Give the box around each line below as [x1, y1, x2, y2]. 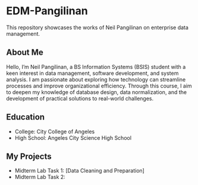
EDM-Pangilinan [6, 4, 88, 18]
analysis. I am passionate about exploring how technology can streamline [6, 76, 186, 83]
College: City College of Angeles [14, 128, 95, 135]
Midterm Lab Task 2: [14, 174, 65, 181]
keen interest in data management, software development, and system [6, 70, 179, 77]
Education [6, 112, 45, 123]
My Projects [6, 151, 52, 161]
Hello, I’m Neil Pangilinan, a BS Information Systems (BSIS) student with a [6, 63, 186, 70]
